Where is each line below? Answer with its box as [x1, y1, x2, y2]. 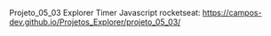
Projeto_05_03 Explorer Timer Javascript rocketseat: [9, 8, 201, 18]
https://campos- [202, 8, 262, 18]
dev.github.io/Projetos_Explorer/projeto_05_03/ [9, 17, 181, 27]
